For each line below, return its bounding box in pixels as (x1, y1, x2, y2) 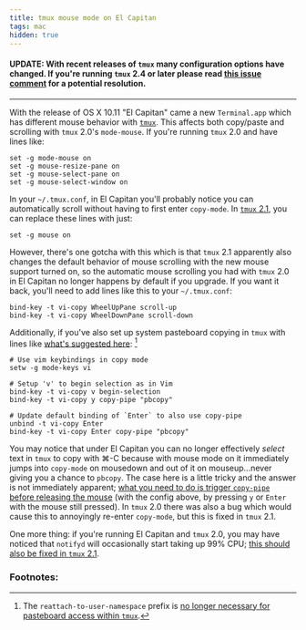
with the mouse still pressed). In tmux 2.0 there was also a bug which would (9, 501, 292, 512)
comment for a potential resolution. (9, 77, 147, 88)
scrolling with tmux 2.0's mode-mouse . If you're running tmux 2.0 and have (9, 126, 278, 137)
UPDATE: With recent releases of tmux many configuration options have (9, 58, 285, 69)
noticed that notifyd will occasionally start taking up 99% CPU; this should (9, 539, 291, 550)
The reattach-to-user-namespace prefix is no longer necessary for (22, 600, 270, 611)
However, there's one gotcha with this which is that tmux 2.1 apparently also (9, 246, 292, 257)
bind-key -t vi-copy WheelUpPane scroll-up (9, 303, 178, 312)
